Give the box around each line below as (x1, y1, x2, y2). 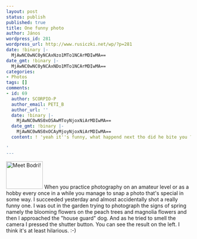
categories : (6, 69, 35, 75)
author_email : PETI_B (11, 101, 64, 107)
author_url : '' (11, 107, 49, 113)
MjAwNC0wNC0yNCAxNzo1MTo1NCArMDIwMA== (11, 52, 107, 58)
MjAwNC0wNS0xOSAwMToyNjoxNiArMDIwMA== (16, 118, 111, 124)
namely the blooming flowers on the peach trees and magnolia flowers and (6, 208, 187, 215)
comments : (6, 85, 30, 91)
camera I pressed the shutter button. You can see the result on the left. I (6, 221, 180, 228)
